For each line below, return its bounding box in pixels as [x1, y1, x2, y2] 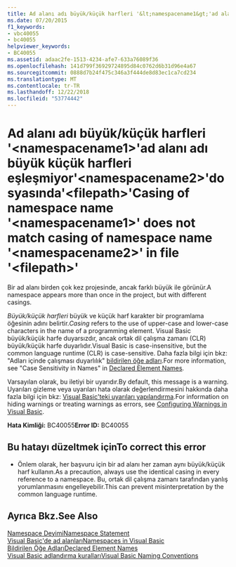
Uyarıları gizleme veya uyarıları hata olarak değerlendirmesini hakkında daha [7, 384, 228, 393]
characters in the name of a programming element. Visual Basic [7, 326, 191, 334]
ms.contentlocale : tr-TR [7, 82, 80, 89]
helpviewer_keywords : [7, 43, 71, 50]
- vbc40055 [7, 30, 39, 37]
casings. [7, 298, 32, 306]
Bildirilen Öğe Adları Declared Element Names [7, 544, 138, 552]
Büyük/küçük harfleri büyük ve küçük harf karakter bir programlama [7, 311, 204, 320]
